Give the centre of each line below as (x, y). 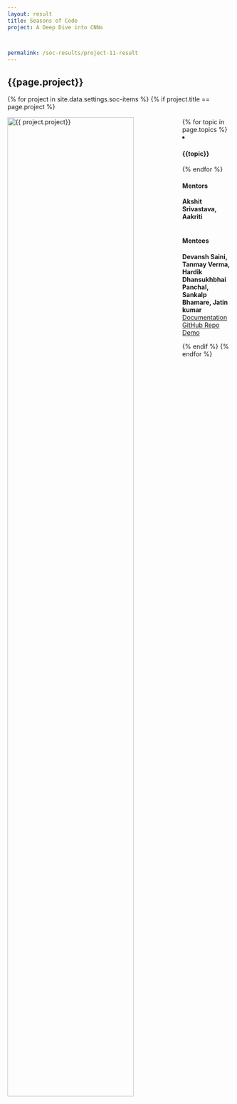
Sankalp (195, 294)
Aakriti (193, 217)
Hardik (193, 271)
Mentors (195, 186)
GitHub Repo (201, 325)
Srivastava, (200, 209)
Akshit (193, 201)
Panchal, (195, 287)
